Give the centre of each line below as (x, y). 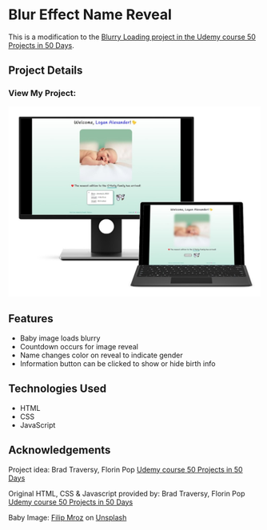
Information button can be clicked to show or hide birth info (118, 363)
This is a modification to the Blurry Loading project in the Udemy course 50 (132, 37)
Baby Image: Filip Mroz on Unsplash (68, 517)
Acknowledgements (60, 450)
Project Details (46, 71)
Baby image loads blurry (60, 338)
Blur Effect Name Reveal (90, 15)
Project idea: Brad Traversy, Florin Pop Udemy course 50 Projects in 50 (126, 469)
